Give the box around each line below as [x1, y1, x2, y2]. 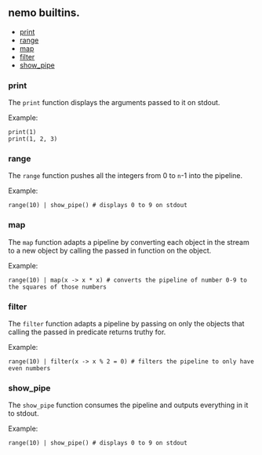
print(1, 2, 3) [8, 135, 58, 144]
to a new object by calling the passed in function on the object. [8, 246, 212, 255]
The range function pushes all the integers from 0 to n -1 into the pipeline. [8, 171, 243, 180]
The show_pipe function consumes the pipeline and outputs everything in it [8, 400, 249, 410]
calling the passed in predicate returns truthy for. [8, 327, 166, 337]
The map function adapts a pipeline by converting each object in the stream [8, 237, 249, 246]
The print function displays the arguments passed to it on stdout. [8, 98, 220, 107]
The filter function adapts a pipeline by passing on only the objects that [8, 319, 245, 328]
